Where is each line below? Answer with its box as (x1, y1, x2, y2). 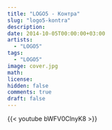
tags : (7, 50, 23, 57)
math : (7, 69, 23, 76)
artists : (7, 37, 33, 44)
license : (7, 75, 33, 83)
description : (7, 23, 46, 30)
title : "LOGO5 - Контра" (7, 10, 80, 18)
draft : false (7, 96, 46, 103)
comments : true (7, 89, 52, 96)
